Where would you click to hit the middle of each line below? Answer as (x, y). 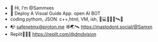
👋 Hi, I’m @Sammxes (32, 8)
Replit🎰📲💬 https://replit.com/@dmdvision (53, 34)
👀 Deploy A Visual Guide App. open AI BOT (55, 13)
